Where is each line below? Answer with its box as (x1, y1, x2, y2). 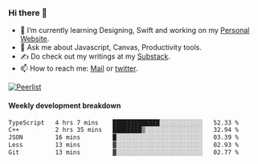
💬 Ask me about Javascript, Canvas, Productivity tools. (19, 43, 203, 52)
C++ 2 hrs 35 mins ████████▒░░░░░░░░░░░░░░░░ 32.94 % (8, 126, 240, 134)
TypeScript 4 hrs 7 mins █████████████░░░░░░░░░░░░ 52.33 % (8, 118, 240, 127)
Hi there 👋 (8, 7, 48, 18)
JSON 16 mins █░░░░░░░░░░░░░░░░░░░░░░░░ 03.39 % (8, 133, 240, 141)
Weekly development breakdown (8, 100, 121, 110)
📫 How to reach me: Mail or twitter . (19, 64, 138, 73)
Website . (19, 34, 50, 43)
